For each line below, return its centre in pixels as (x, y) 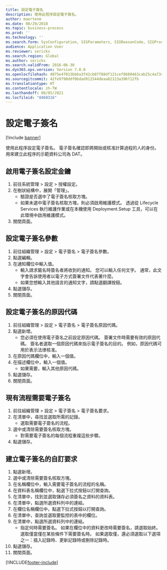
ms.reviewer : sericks (28, 51)
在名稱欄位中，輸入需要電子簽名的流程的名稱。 (60, 484)
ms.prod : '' (18, 33)
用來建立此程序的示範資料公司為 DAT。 (45, 154)
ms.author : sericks (26, 61)
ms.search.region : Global (32, 56)
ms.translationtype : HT (30, 83)
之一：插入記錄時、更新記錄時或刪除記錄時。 (66, 540)
